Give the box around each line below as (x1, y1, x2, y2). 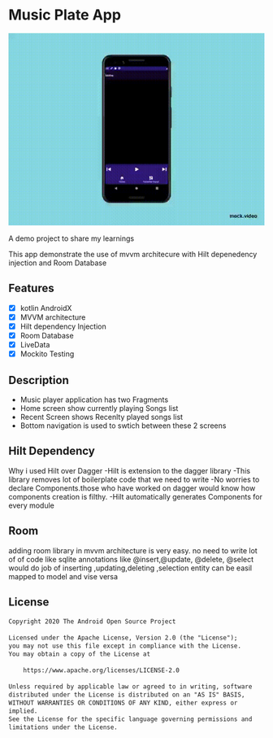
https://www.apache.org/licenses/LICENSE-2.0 (23, 666, 180, 675)
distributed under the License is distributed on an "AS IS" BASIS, (8, 691, 245, 699)
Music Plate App (8, 6, 122, 24)
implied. (8, 707, 38, 715)
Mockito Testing (19, 349, 75, 359)
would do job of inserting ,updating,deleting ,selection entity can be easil (8, 563, 253, 573)
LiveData (19, 340, 50, 349)
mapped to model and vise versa (8, 571, 119, 581)
